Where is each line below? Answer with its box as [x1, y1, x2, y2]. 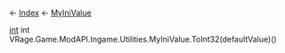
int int [9, 25, 30, 34]
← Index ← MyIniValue [9, 8, 92, 18]
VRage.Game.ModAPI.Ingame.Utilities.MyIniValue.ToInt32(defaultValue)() [9, 34, 278, 44]
